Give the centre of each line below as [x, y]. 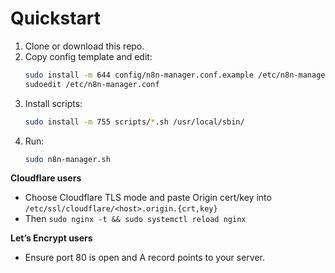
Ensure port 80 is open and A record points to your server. [145, 258]
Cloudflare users [46, 178]
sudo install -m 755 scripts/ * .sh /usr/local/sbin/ [134, 122]
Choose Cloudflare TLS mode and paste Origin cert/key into [148, 198]
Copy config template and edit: [88, 56]
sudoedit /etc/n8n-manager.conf [92, 84]
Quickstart [56, 18]
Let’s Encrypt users [51, 238]
